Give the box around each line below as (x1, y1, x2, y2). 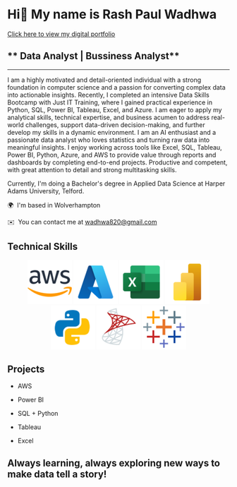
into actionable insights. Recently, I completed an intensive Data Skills (7, 90, 209, 99)
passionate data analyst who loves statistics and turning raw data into (7, 136, 210, 144)
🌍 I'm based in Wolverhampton (7, 200, 101, 209)
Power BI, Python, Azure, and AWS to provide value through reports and (7, 150, 217, 159)
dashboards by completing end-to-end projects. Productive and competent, (7, 158, 228, 167)
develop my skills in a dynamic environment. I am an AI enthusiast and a (7, 128, 217, 136)
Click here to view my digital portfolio (7, 30, 116, 38)
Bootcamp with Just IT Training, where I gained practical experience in (7, 98, 213, 107)
